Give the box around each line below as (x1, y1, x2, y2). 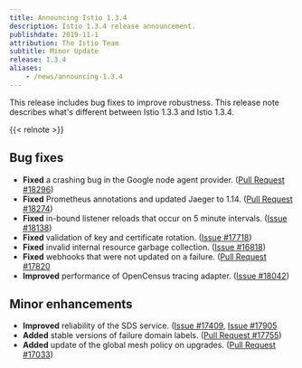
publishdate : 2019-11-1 (9, 30, 99, 39)
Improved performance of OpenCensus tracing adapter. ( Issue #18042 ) (22, 270, 290, 281)
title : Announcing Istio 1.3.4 (9, 13, 127, 23)
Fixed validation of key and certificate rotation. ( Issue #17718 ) (22, 231, 252, 242)
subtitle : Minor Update (9, 47, 99, 56)
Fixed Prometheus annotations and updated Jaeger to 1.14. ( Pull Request (22, 193, 294, 204)
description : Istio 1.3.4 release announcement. (9, 22, 196, 31)
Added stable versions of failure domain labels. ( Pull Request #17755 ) (22, 330, 282, 341)
